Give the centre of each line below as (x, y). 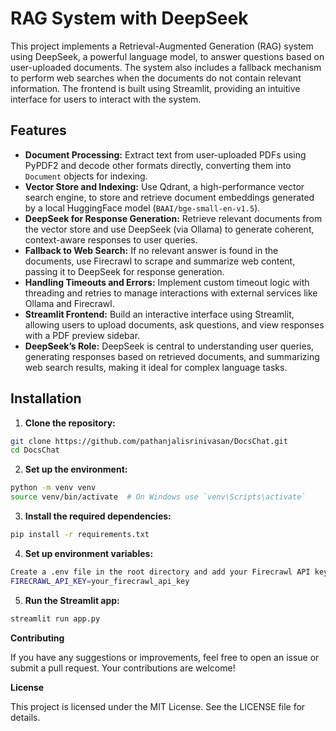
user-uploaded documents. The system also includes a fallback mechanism (166, 67)
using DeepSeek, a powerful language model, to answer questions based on (167, 56)
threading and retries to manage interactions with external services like (171, 293)
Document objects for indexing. (86, 176)
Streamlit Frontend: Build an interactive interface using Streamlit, (159, 314)
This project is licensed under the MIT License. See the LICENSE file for (158, 706)
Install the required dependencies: (98, 516)
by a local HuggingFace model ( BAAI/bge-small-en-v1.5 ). (142, 208)
